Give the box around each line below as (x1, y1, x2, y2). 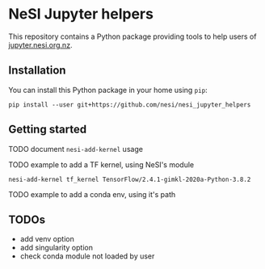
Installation (8, 64, 66, 78)
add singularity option (19, 243, 93, 253)
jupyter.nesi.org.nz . (8, 40, 73, 49)
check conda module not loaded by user (19, 251, 155, 261)
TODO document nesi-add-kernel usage (8, 144, 144, 153)
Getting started (8, 123, 87, 137)
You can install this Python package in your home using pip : (8, 85, 208, 95)
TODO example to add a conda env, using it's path (8, 189, 176, 199)
